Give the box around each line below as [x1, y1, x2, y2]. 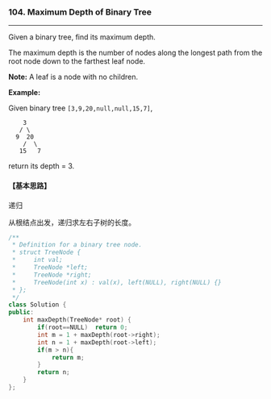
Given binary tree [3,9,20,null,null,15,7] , [8, 103, 153, 113]
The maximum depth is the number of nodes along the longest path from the [8, 48, 263, 58]
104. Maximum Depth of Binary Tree [8, 6, 152, 18]
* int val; [11, 256, 63, 264]
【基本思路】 [8, 181, 51, 190]
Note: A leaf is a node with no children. [8, 72, 139, 82]
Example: [8, 88, 41, 98]
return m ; [51, 353, 85, 361]
